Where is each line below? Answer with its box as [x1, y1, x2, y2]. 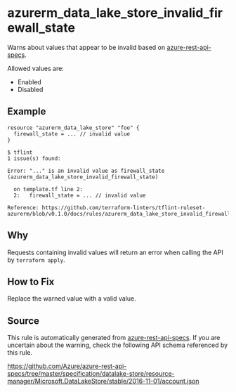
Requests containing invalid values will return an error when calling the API [7, 248, 223, 256]
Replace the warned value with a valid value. [7, 294, 136, 303]
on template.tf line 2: [13, 185, 83, 192]
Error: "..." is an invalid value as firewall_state [7, 167, 165, 174]
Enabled [17, 77, 42, 86]
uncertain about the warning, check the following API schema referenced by [7, 341, 228, 349]
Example [7, 105, 46, 117]
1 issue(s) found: [7, 155, 61, 162]
